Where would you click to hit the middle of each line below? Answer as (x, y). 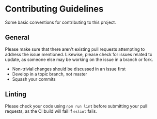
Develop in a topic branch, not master (49, 74)
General (17, 37)
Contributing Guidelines (54, 9)
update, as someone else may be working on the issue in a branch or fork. (79, 59)
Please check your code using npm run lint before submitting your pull (76, 106)
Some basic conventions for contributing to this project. (61, 22)
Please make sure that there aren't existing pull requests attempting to (75, 49)
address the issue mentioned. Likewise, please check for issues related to (79, 54)
